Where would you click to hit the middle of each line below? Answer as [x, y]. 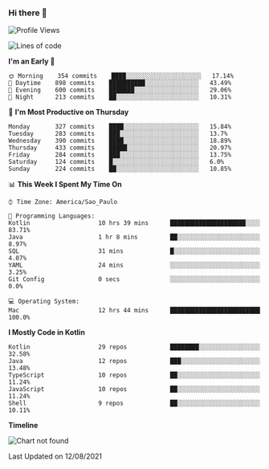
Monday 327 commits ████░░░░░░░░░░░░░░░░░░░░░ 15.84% [120, 127]
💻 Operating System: [44, 302]
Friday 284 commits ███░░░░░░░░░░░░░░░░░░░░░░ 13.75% [120, 155]
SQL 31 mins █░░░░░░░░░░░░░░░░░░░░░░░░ [134, 251]
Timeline [23, 426]
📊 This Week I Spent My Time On [65, 185]
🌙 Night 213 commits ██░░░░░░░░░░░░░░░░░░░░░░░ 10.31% [120, 97]
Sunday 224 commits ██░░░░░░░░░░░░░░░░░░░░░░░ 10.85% [120, 169]
